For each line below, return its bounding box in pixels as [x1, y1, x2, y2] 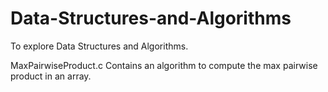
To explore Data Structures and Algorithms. [10, 40, 189, 52]
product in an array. [10, 70, 92, 82]
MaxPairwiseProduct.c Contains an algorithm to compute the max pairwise [10, 59, 318, 71]
